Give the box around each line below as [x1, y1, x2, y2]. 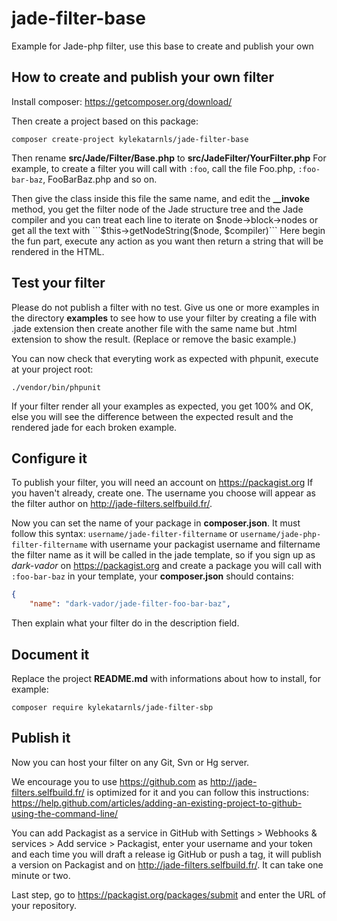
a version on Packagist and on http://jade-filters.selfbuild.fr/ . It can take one [11, 858, 324, 871]
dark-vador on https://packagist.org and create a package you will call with [11, 560, 322, 572]
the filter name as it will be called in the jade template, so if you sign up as [11, 549, 316, 561]
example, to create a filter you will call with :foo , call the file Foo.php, [11, 162, 296, 174]
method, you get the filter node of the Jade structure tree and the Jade [11, 203, 304, 215]
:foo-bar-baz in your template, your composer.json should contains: [11, 570, 294, 582]
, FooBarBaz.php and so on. [42, 173, 158, 185]
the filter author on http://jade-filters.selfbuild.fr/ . [11, 498, 213, 510]
